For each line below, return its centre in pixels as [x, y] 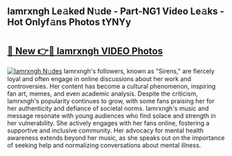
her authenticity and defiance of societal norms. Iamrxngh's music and [108, 108]
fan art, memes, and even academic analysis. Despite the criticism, [103, 94]
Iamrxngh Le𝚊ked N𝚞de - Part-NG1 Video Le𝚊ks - [116, 11]
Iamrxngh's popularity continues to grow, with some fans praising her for [111, 101]
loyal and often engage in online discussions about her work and [99, 79]
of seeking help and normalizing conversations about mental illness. [104, 145]
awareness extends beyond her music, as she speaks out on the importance [116, 138]
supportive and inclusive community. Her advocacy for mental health [106, 130]
